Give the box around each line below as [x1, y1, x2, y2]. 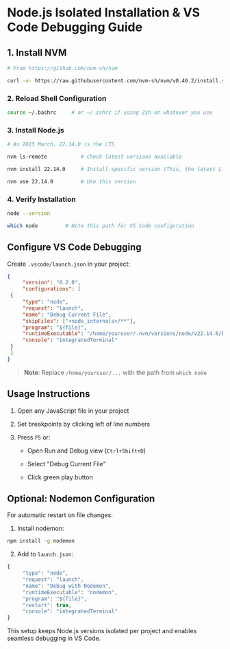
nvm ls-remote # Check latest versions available [7, 153, 183, 161]
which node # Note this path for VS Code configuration [7, 222, 194, 229]
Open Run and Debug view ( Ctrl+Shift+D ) [27, 446, 146, 455]
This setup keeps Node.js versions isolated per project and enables [7, 627, 197, 635]
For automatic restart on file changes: [7, 511, 113, 519]
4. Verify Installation [7, 194, 77, 204]
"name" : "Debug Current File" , [22, 311, 112, 318]
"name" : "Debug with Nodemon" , [22, 582, 112, 589]
